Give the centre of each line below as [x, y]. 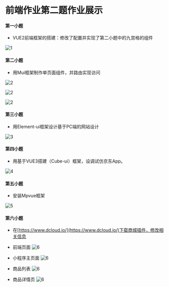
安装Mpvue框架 [29, 196]
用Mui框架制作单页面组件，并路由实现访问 [56, 72]
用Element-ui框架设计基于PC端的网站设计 [56, 127]
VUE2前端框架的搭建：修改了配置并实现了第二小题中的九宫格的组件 [83, 38]
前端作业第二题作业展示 [54, 10]
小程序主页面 [26, 258]
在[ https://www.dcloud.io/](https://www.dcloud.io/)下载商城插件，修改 [86, 230]
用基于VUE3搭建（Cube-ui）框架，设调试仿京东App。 [69, 161]
